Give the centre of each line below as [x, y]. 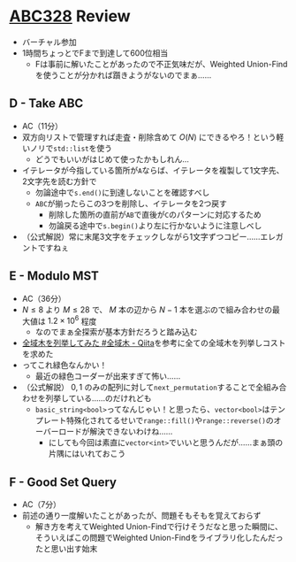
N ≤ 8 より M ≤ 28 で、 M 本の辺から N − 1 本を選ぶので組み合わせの [147, 309]
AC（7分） [42, 504]
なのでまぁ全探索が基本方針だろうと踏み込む [116, 332]
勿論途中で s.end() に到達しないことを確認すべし [122, 192]
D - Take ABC [46, 104]
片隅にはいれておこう [87, 454]
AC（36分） [44, 298]
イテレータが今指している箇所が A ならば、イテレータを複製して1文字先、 [153, 170]
